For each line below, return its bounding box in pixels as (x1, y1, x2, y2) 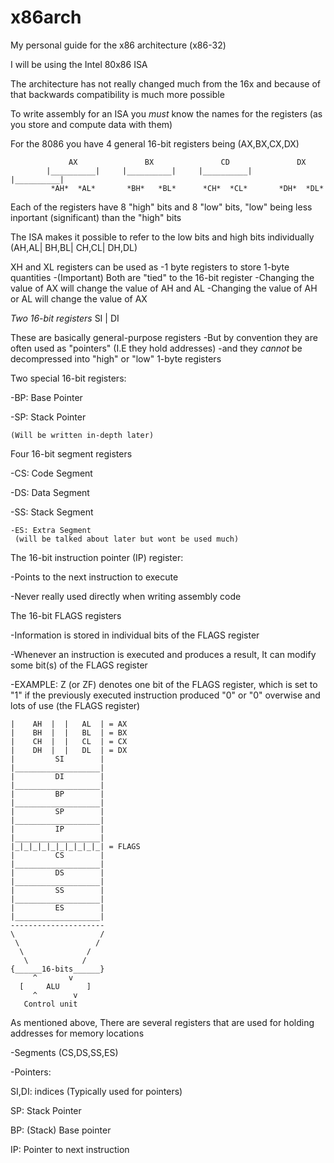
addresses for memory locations (10, 1027, 145, 1039)
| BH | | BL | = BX (10, 727, 128, 738)
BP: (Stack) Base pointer (10, 1124, 112, 1136)
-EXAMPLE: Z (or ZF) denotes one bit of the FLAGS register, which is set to (10, 678, 318, 690)
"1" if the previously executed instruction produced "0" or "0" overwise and (10, 689, 321, 701)
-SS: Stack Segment (10, 506, 94, 518)
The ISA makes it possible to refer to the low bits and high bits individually (10, 231, 315, 243)
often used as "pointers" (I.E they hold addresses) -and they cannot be (10, 342, 303, 354)
